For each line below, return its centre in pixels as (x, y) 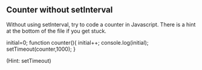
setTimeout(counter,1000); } (41, 49)
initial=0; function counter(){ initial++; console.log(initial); (77, 42)
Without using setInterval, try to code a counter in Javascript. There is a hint (101, 24)
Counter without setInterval (60, 10)
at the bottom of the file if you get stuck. (57, 31)
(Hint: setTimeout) (29, 60)
